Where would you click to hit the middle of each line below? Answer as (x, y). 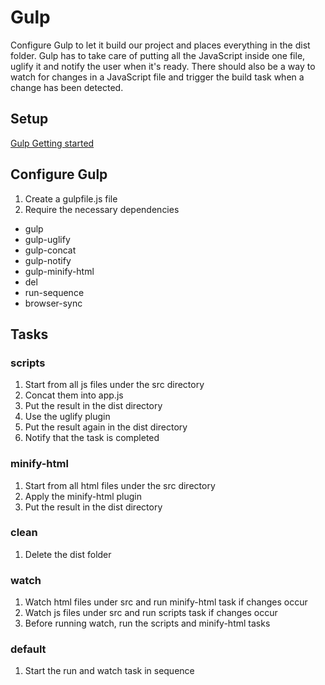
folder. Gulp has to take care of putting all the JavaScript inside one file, (158, 55)
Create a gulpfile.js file (71, 198)
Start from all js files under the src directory (114, 385)
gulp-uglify (47, 239)
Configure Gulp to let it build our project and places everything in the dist (160, 45)
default (28, 649)
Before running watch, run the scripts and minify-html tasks (147, 623)
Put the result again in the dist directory (106, 427)
